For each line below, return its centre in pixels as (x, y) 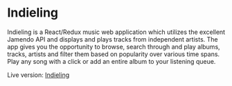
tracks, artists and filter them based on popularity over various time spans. (114, 54)
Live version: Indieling (38, 75)
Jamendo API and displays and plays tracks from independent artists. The (113, 39)
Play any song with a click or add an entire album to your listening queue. (111, 61)
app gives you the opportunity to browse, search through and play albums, (114, 46)
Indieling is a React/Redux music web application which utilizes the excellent (116, 32)
